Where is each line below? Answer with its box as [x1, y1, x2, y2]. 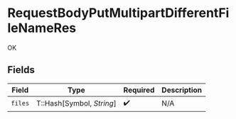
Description [161, 85, 203, 95]
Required [123, 85, 155, 95]
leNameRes [7, 20, 77, 36]
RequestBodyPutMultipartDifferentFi [7, 5, 230, 21]
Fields [7, 64, 36, 76]
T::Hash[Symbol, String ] [36, 98, 117, 108]
